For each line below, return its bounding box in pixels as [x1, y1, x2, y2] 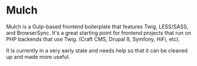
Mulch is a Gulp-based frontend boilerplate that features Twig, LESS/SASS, [6, 23, 189, 30]
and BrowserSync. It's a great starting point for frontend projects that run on [6, 29, 192, 36]
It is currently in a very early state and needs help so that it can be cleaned [6, 47, 188, 54]
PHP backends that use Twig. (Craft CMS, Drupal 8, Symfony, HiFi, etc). [6, 35, 180, 42]
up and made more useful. [6, 53, 70, 60]
